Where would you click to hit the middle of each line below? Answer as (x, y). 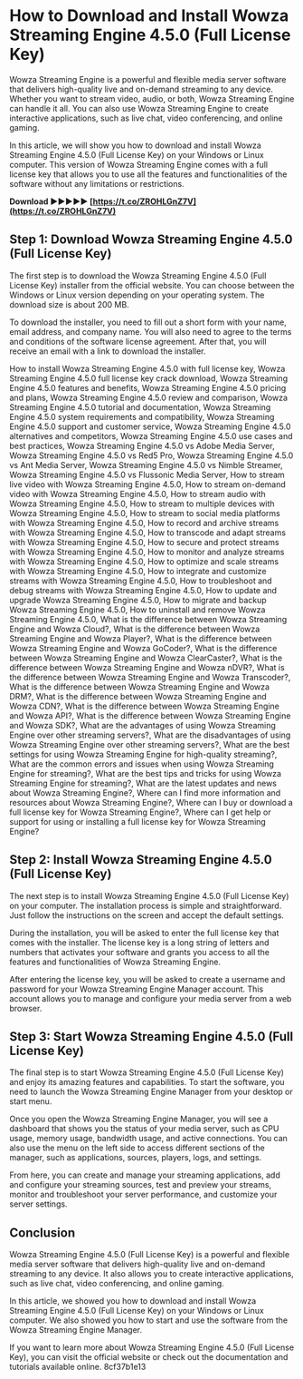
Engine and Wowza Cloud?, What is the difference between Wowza (135, 629)
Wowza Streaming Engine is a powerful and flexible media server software (148, 79)
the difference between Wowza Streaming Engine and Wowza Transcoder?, (150, 677)
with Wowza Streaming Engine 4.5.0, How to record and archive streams (144, 523)
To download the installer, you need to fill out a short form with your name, (148, 322)
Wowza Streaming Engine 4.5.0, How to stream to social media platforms (145, 513)
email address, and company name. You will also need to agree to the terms (151, 331)
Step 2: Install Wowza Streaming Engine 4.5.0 (141, 860)
